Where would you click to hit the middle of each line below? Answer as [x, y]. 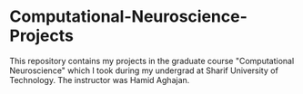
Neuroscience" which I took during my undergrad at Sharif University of [144, 70]
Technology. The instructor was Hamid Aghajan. [100, 80]
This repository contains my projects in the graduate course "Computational [152, 61]
